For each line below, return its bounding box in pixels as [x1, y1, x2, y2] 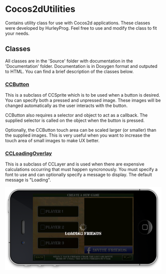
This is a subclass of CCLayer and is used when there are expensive [5, 161, 145, 167]
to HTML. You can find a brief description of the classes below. [5, 68, 134, 74]
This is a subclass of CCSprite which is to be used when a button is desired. [5, 92, 160, 98]
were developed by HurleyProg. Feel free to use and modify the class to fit [5, 25, 157, 31]
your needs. [5, 30, 30, 36]
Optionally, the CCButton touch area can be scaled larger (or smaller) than [5, 127, 157, 133]
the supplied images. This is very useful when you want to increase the [5, 132, 150, 138]
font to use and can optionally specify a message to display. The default [5, 172, 152, 178]
